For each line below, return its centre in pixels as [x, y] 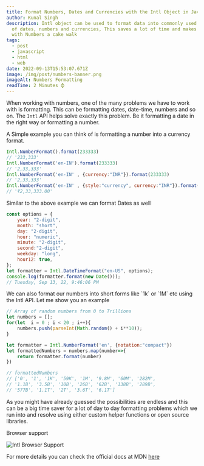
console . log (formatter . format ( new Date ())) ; [63, 277]
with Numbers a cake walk [45, 35]
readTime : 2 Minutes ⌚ [36, 86]
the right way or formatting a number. [53, 122]
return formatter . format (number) [59, 356]
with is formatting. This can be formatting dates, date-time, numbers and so [101, 109]
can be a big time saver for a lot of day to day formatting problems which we [102, 408]
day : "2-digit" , [38, 231]
